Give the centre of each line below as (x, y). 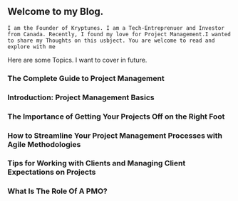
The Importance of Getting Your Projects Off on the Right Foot (116, 116)
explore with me (31, 47)
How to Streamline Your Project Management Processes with (115, 136)
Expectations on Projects (52, 172)
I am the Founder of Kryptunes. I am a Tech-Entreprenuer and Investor (116, 28)
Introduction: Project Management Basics (81, 97)
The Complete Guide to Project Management (86, 78)
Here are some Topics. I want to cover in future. (77, 60)
